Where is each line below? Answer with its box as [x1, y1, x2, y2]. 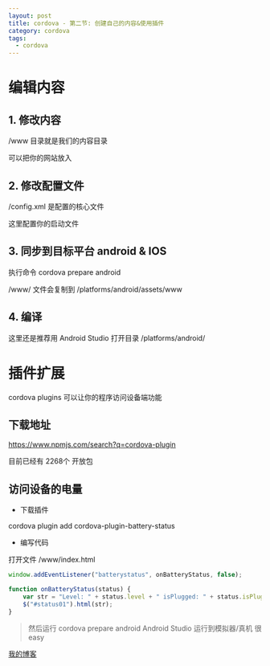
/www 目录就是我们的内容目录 [8, 136, 108, 145]
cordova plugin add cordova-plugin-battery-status [8, 521, 175, 531]
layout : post [8, 11, 52, 20]
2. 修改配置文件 [8, 178, 84, 193]
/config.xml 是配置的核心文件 [8, 202, 104, 211]
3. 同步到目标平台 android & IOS [8, 244, 167, 258]
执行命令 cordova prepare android [8, 267, 121, 277]
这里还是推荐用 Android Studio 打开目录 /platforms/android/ [8, 333, 206, 342]
